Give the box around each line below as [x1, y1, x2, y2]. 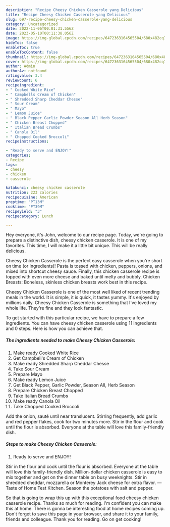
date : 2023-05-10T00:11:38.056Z [6, 31, 74, 36]
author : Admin [6, 64, 36, 69]
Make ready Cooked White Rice [13, 350, 79, 356]
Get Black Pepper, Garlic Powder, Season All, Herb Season [13, 382, 135, 388]
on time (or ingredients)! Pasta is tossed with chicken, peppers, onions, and [6, 263, 163, 269]
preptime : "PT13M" [6, 200, 44, 205]
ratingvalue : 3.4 [6, 73, 42, 78]
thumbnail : [6, 54, 29, 60]
